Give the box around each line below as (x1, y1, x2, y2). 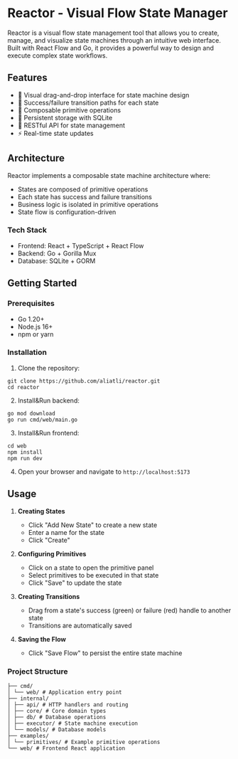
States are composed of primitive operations (17, 185, 148, 193)
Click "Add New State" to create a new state (28, 521, 158, 529)
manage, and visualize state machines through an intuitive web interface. (7, 36, 222, 44)
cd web (7, 442, 27, 450)
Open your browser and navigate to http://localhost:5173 (17, 467, 190, 476)
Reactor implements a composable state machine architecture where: (7, 171, 211, 179)
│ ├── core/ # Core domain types (7, 707, 107, 714)
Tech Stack (7, 225, 48, 235)
